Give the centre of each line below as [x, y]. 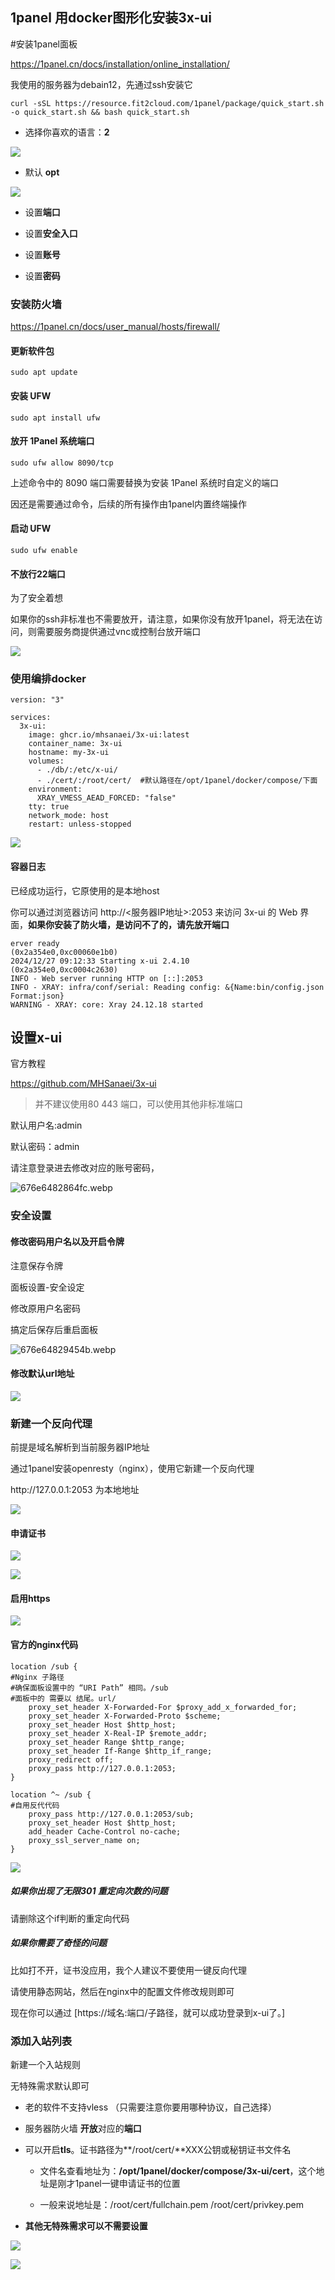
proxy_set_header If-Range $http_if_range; [120, 1751]
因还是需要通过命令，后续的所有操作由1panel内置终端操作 [129, 504]
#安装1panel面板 [44, 44]
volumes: [46, 761]
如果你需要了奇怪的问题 [58, 1943]
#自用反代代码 [35, 1805]
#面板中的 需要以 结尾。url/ [63, 1698]
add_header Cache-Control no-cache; [105, 1831]
